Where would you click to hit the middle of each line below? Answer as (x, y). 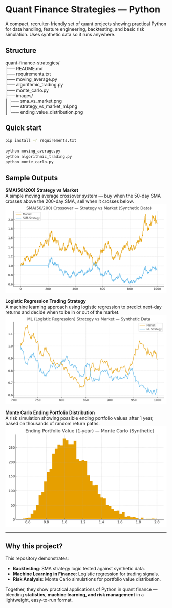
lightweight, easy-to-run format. (39, 600)
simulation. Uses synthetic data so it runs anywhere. (60, 34)
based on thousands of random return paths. (52, 423)
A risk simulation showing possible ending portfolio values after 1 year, (79, 418)
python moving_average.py (33, 151)
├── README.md (24, 68)
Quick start (24, 128)
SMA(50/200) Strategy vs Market (42, 190)
